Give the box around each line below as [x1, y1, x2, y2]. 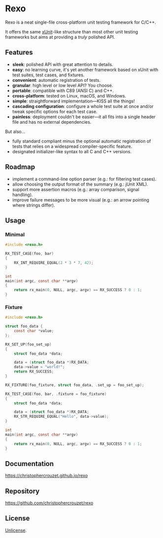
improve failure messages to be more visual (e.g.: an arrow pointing [12, 197, 149, 202]
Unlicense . [5, 527, 27, 533]
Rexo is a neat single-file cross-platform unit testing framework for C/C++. [5, 19, 156, 25]
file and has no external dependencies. [12, 119, 92, 125]
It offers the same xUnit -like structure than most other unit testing [5, 29, 138, 34]
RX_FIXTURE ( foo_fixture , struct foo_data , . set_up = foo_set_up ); [5, 382, 144, 387]
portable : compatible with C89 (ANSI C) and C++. [12, 87, 114, 94]
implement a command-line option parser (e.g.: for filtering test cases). [12, 176, 157, 182]
